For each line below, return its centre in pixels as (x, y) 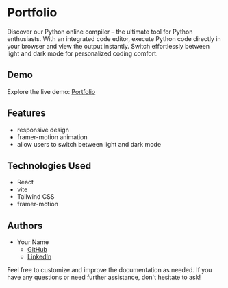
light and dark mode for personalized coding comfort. (83, 53)
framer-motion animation (52, 137)
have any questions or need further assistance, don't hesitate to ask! (104, 277)
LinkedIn (39, 257)
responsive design (43, 130)
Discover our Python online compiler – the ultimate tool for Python (100, 32)
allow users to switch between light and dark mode (89, 144)
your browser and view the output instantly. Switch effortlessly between (109, 46)
